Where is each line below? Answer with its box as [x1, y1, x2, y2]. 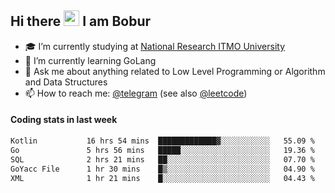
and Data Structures [24, 76, 108, 88]
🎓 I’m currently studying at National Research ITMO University [24, 40, 285, 52]
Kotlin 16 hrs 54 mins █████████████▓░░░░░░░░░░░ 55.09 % [10, 136, 315, 146]
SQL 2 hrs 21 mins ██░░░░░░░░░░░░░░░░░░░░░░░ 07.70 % [10, 154, 315, 165]
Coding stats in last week [10, 114, 118, 126]
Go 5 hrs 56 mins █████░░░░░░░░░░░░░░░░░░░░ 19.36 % [10, 145, 315, 155]
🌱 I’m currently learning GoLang [24, 54, 157, 66]
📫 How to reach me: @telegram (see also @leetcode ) [24, 87, 248, 99]
